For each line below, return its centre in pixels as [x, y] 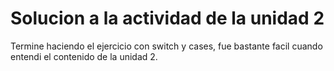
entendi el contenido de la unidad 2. [84, 56]
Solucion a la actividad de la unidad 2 [167, 18]
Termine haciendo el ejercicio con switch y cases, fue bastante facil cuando [166, 46]
